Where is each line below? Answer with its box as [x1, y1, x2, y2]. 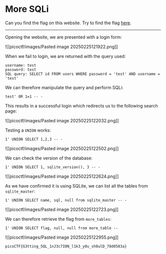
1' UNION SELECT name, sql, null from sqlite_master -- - [5, 198, 127, 203]
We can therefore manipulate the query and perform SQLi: [5, 84, 124, 90]
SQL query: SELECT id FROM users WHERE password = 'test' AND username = [5, 71, 161, 76]
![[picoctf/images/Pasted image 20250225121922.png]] [5, 44, 118, 50]
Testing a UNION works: [5, 127, 51, 133]
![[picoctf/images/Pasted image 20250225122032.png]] [5, 117, 119, 123]
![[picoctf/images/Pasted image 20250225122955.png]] [5, 234, 119, 240]
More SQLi [5, 3, 49, 15]
